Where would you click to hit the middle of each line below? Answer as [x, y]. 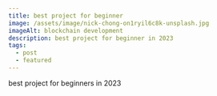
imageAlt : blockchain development [66, 30]
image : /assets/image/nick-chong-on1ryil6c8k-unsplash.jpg [109, 23]
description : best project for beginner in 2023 [91, 38]
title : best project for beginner [66, 16]
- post [26, 53]
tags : [17, 46]
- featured [34, 61]
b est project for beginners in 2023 [65, 83]
